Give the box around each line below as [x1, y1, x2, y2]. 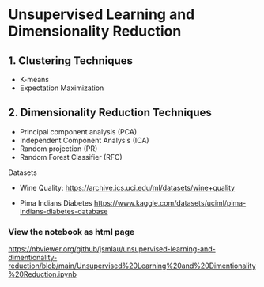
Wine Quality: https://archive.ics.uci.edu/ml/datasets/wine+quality [19, 183, 236, 192]
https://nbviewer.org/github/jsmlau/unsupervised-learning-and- [8, 244, 216, 254]
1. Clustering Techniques [8, 54, 133, 67]
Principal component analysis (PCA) [19, 127, 138, 136]
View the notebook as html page [8, 226, 135, 237]
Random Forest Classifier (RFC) [19, 152, 123, 161]
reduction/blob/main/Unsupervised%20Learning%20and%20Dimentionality [8, 261, 256, 270]
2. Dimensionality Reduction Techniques [8, 106, 212, 119]
